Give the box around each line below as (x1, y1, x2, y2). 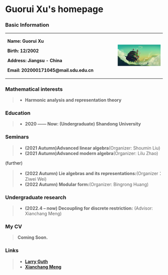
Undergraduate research (5, 194, 66, 201)
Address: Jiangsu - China (7, 58, 62, 64)
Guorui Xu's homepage (5, 4, 103, 15)
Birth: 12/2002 (7, 48, 39, 54)
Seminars (5, 133, 29, 141)
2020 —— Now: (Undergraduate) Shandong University (24, 121, 141, 127)
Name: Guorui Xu (7, 38, 44, 44)
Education (5, 109, 31, 116)
